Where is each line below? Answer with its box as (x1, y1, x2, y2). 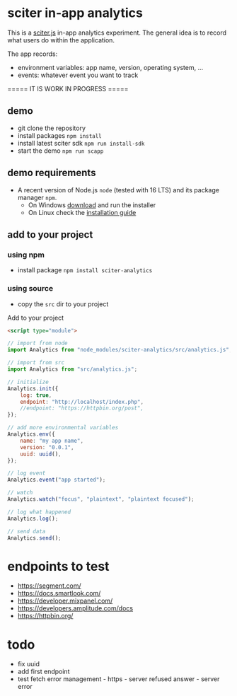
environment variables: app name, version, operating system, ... (17, 63, 204, 71)
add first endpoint (17, 667, 70, 676)
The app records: (7, 50, 58, 58)
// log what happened (7, 508, 71, 516)
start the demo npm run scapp (17, 146, 104, 155)
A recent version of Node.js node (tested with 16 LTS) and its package (17, 185, 219, 194)
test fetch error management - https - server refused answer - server (17, 675, 220, 683)
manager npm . (17, 193, 57, 202)
